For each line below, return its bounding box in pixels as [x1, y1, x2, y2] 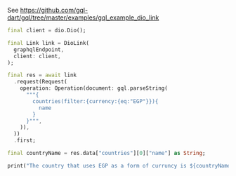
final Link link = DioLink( [7, 39, 90, 46]
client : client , [13, 53, 61, 60]
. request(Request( [13, 79, 68, 86]
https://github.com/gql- [20, 6, 88, 14]
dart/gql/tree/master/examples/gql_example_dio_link [7, 13, 159, 22]
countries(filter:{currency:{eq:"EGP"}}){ [32, 97, 159, 104]
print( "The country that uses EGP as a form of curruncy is [7, 162, 188, 169]
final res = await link [7, 72, 77, 79]
